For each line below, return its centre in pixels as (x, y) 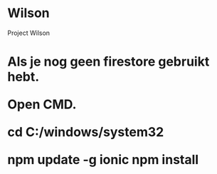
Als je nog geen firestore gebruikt (108, 62)
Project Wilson (29, 33)
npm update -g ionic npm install (103, 160)
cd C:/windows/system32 (86, 132)
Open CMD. (42, 104)
